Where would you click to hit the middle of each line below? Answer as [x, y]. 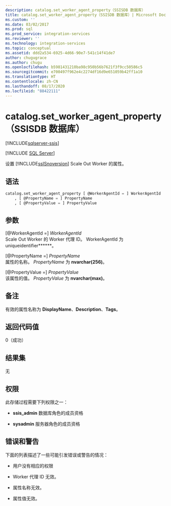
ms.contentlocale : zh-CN [32, 81]
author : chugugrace [26, 58]
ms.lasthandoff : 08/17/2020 [35, 86]
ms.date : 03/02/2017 [27, 24]
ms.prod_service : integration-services [48, 34]
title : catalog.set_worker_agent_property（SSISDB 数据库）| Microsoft [81, 15]
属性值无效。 [26, 498]
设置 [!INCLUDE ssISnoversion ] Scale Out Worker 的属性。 [66, 164]
